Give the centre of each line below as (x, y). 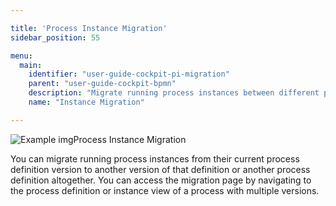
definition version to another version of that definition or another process (160, 169)
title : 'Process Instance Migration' (89, 28)
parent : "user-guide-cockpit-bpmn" (102, 84)
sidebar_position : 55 (55, 37)
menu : (21, 56)
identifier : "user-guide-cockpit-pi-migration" (129, 74)
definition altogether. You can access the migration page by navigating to (161, 180)
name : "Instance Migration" (86, 102)
